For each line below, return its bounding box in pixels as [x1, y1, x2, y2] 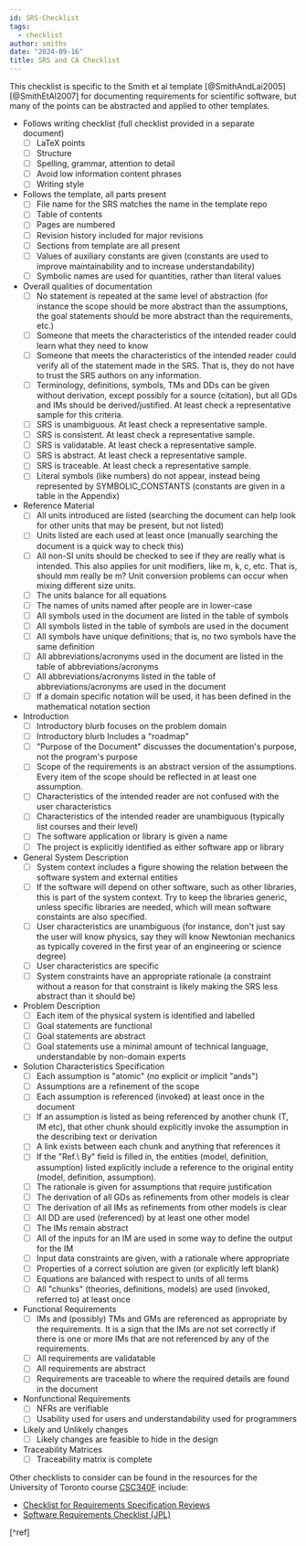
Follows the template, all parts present [22, 189, 167, 200]
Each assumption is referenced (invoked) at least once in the [36, 1091, 265, 1102]
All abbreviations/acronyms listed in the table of [36, 671, 216, 682]
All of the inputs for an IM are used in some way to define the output [36, 1233, 293, 1244]
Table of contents [36, 209, 103, 220]
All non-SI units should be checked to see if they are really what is [36, 550, 286, 561]
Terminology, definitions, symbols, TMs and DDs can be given [36, 379, 270, 390]
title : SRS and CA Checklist [9, 56, 121, 65]
